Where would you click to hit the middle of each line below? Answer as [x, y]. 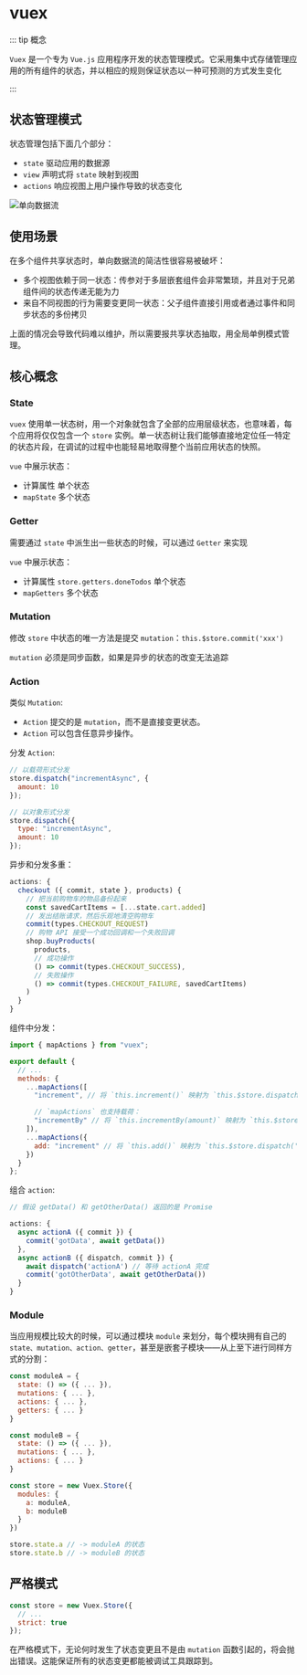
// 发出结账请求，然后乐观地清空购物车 [90, 916]
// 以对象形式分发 [40, 812]
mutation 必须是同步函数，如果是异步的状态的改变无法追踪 [119, 657]
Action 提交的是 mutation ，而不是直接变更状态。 [114, 722]
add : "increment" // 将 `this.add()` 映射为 [117, 1146]
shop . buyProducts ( [61, 942]
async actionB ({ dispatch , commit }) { [95, 1258]
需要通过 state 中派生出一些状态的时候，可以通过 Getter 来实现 [129, 543]
